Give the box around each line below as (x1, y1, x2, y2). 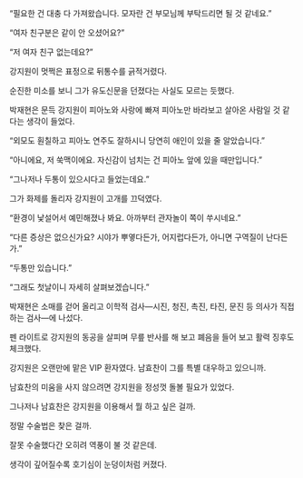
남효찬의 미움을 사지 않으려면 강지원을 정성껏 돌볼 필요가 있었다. (9, 382, 235, 393)
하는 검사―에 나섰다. (9, 313, 83, 323)
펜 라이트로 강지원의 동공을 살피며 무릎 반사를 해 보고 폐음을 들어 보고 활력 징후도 (9, 332, 295, 343)
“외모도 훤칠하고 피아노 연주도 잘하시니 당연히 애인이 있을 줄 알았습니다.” (9, 135, 266, 145)
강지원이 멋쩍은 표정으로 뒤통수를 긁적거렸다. (9, 66, 168, 76)
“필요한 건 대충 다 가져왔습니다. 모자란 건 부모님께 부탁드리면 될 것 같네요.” (9, 8, 272, 18)
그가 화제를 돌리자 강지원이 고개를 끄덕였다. (9, 194, 162, 204)
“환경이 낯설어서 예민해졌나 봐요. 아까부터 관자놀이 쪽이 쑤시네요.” (9, 213, 241, 223)
